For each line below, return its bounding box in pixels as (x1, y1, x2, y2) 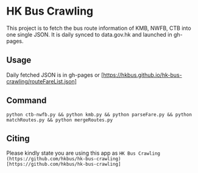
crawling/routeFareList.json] (6, 77, 77, 85)
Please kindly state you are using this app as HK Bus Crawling (6, 149, 160, 157)
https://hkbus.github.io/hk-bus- (103, 71, 182, 79)
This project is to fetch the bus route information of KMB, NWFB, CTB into (6, 24, 191, 32)
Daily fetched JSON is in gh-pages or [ (6, 71, 104, 79)
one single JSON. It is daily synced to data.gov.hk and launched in (6, 30, 172, 38)
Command (6, 96, 47, 106)
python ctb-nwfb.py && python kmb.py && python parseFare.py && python (6, 111, 192, 118)
